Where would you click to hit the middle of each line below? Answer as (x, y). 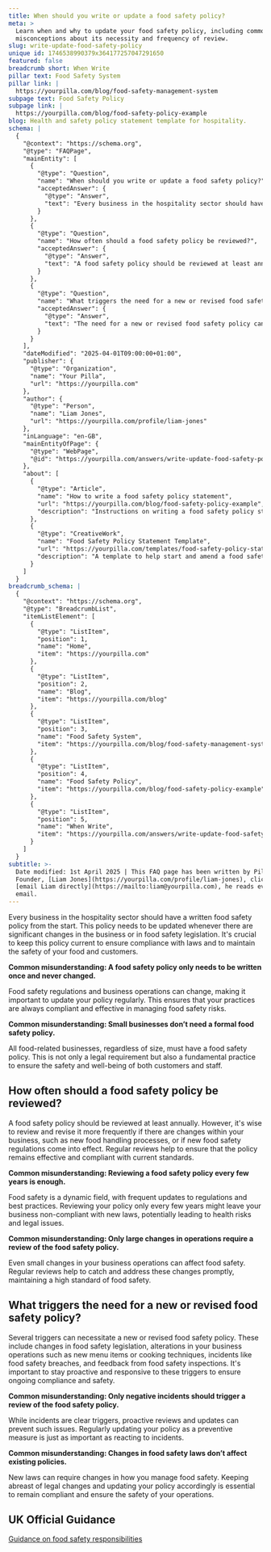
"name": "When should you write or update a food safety (135, 181)
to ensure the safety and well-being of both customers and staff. (116, 1065)
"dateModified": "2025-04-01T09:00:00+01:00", (102, 354)
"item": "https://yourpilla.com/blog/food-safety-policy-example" (151, 789)
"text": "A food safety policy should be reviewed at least (147, 263)
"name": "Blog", (65, 691)
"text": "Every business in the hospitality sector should (146, 203)
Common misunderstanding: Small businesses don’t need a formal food (131, 1024)
